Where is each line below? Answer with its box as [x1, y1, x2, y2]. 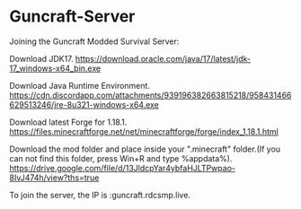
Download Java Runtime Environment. [9, 80, 151, 91]
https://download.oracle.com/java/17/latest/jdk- [75, 53, 252, 64]
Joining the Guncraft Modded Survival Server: [9, 36, 180, 47]
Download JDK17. [9, 53, 74, 64]
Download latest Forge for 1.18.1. [9, 117, 128, 127]
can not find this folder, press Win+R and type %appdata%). [9, 152, 233, 163]
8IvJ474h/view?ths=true [9, 172, 100, 183]
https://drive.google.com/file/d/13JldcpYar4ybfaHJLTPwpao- [9, 162, 236, 173]
